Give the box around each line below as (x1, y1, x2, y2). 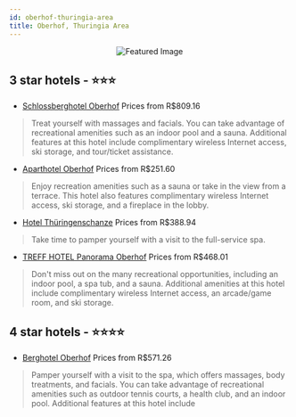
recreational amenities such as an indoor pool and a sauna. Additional (30, 127, 287, 138)
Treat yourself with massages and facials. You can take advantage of (30, 118, 285, 129)
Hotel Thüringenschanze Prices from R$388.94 (21, 217, 196, 228)
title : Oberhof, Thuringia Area (9, 21, 129, 30)
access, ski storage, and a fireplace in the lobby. (30, 200, 210, 210)
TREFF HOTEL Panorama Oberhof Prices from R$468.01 (21, 251, 229, 263)
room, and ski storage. (30, 298, 114, 308)
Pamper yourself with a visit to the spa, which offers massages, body (30, 370, 285, 380)
